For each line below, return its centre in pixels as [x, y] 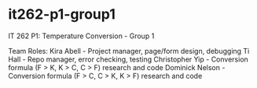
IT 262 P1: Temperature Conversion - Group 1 [81, 36]
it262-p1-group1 [62, 14]
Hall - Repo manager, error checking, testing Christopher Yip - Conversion [128, 59]
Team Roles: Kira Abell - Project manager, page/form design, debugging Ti [129, 51]
